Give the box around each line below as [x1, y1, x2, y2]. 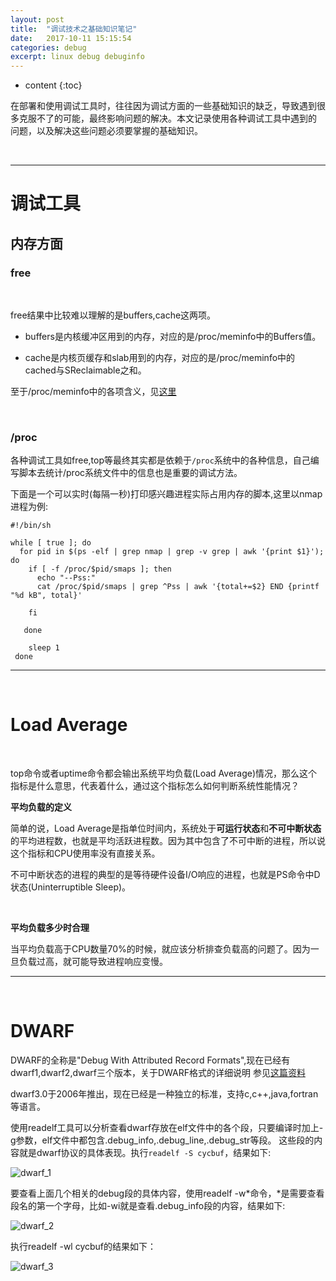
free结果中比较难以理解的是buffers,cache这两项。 [10, 309, 217, 321]
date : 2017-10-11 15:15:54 [10, 33, 132, 43]
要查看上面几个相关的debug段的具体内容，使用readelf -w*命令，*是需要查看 [10, 1187, 325, 1200]
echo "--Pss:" [36, 573, 97, 583]
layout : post [10, 14, 65, 25]
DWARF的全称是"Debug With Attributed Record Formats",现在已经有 [10, 1054, 291, 1066]
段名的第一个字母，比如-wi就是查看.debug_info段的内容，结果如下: [10, 1200, 286, 1212]
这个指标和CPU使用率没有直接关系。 [10, 847, 161, 860]
